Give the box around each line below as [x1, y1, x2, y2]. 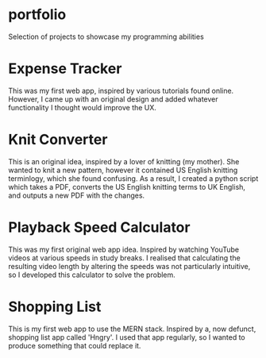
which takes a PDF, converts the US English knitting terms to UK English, [8, 182, 246, 191]
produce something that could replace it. [8, 341, 141, 350]
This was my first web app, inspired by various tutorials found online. [8, 86, 234, 95]
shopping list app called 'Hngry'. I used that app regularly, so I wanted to [8, 332, 245, 342]
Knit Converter [8, 131, 108, 148]
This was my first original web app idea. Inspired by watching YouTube [8, 244, 240, 254]
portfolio [8, 6, 67, 24]
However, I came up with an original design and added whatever [8, 94, 218, 104]
